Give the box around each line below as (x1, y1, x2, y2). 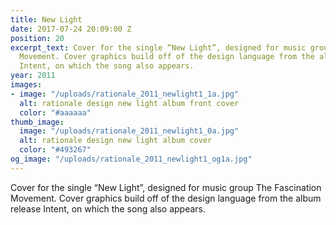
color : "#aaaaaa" (19, 107, 92, 118)
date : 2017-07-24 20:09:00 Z (10, 24, 132, 34)
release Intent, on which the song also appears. (10, 202, 207, 215)
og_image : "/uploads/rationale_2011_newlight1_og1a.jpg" (10, 154, 253, 164)
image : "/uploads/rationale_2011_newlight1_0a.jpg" (19, 126, 240, 136)
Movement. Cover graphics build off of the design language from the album (10, 192, 322, 204)
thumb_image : (10, 117, 65, 127)
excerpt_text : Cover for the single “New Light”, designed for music (10, 42, 307, 53)
